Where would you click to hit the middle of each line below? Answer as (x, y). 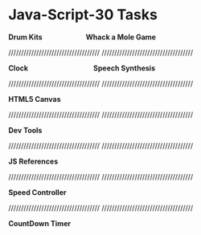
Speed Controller (37, 192)
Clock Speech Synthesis (82, 68)
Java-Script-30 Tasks (83, 15)
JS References (33, 161)
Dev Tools (25, 130)
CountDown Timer (39, 223)
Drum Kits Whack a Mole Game (82, 37)
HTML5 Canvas (35, 99)
